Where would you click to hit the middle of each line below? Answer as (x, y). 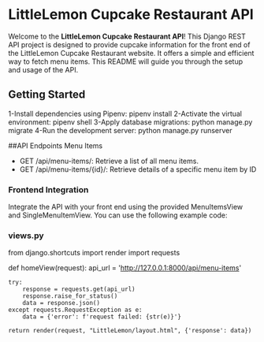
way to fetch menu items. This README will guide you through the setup (126, 61)
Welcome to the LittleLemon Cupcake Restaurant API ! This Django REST (127, 36)
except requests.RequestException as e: (76, 310)
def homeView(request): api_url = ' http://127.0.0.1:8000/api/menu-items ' (125, 268)
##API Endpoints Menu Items (56, 145)
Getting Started (47, 95)
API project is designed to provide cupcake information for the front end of (129, 44)
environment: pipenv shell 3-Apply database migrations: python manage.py (130, 122)
